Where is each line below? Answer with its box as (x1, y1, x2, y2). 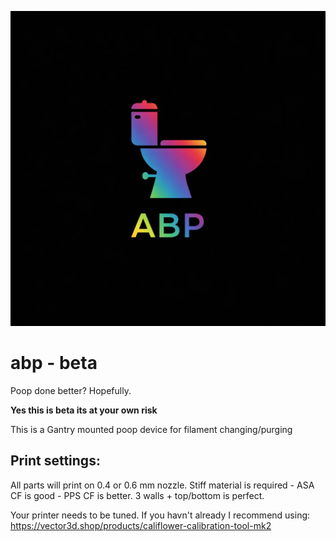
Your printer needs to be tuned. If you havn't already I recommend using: (10, 509, 311, 521)
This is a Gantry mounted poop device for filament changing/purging (10, 423, 293, 435)
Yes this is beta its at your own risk (10, 404, 158, 416)
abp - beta (10, 352, 98, 375)
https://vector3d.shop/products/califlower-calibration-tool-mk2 (10, 519, 272, 531)
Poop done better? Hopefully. (10, 384, 132, 396)
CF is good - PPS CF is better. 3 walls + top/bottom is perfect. (10, 489, 265, 501)
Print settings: (10, 452, 101, 470)
